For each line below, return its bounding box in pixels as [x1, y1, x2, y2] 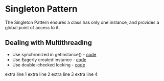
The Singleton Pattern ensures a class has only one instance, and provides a [5, 19, 160, 25]
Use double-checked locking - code [12, 62, 86, 67]
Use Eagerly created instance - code [12, 57, 87, 63]
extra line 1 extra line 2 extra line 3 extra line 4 [5, 71, 98, 77]
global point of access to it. [5, 24, 60, 30]
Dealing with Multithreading [5, 39, 92, 47]
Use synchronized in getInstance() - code [12, 51, 96, 57]
